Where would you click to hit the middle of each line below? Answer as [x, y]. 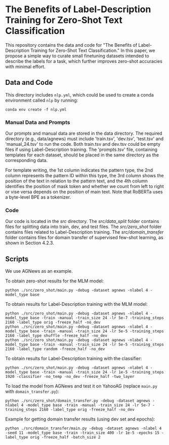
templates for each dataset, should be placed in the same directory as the [82, 155]
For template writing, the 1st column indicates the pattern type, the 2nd [79, 170]
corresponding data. [27, 161]
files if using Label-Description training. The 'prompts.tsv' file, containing [81, 150]
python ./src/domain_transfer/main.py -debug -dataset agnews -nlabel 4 [83, 428]
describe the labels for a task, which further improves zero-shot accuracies [84, 61]
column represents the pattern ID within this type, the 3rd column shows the [85, 176]
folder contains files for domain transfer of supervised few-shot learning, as [84, 238]
